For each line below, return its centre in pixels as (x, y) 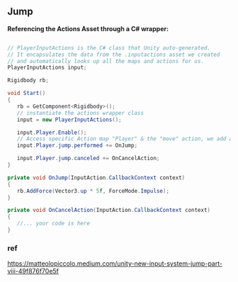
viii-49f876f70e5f (33, 271)
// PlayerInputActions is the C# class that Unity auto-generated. (109, 48)
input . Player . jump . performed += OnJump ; (77, 146)
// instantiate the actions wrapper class (80, 113)
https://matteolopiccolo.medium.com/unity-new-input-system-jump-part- (115, 264)
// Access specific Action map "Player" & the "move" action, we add (121, 139)
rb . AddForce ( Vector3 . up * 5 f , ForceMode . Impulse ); (93, 191)
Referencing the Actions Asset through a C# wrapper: (88, 28)
